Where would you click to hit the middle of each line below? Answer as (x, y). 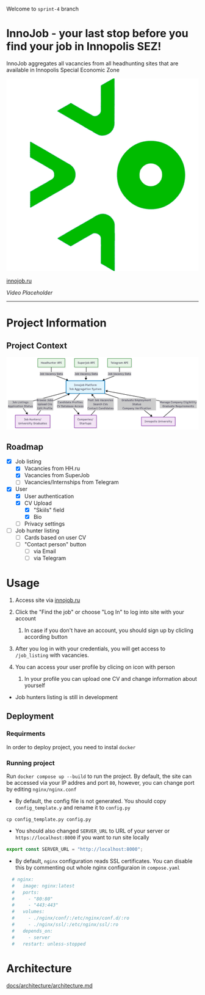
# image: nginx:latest (43, 886)
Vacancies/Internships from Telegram (71, 482)
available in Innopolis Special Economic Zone (63, 70)
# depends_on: (32, 931)
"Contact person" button (55, 544)
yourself (35, 685)
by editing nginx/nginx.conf (41, 789)
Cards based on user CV (55, 537)
